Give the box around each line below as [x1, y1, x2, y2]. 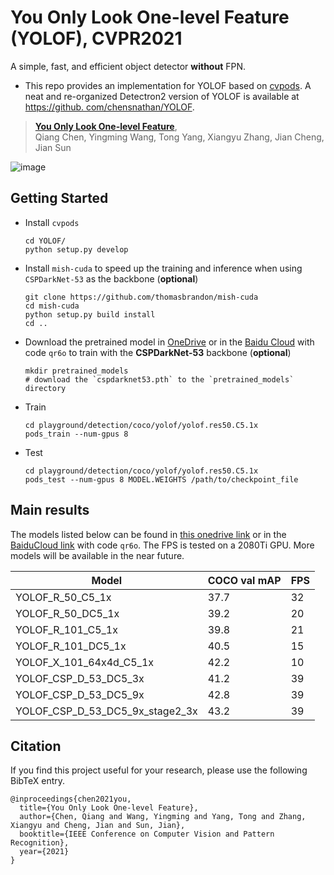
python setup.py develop [24, 244, 129, 255]
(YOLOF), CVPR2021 [10, 27, 183, 50]
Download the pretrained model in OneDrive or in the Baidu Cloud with [24, 336, 315, 348]
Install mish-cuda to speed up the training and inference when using [24, 262, 303, 274]
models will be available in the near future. [10, 549, 185, 561]
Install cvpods [24, 216, 80, 228]
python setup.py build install [24, 309, 156, 320]
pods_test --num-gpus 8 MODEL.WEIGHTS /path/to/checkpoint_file [24, 474, 299, 485]
